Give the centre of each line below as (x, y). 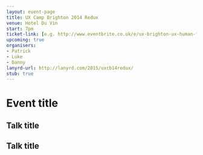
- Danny (16, 62)
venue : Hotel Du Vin (32, 23)
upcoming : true (25, 40)
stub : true (20, 74)
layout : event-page (31, 12)
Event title (32, 103)
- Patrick (19, 51)
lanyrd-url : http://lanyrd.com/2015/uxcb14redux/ (70, 68)
